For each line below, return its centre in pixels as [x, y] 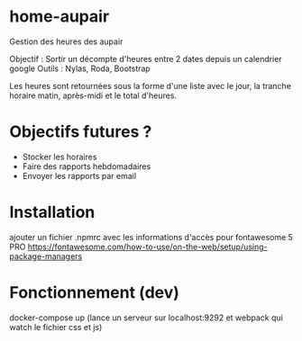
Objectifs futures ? [81, 132]
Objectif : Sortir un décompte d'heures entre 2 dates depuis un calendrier [146, 58]
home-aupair [59, 17]
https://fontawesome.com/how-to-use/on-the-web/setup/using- [147, 247]
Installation [52, 212]
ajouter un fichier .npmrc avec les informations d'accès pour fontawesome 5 [151, 237]
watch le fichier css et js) [56, 327]
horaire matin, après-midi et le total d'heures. [93, 95]
